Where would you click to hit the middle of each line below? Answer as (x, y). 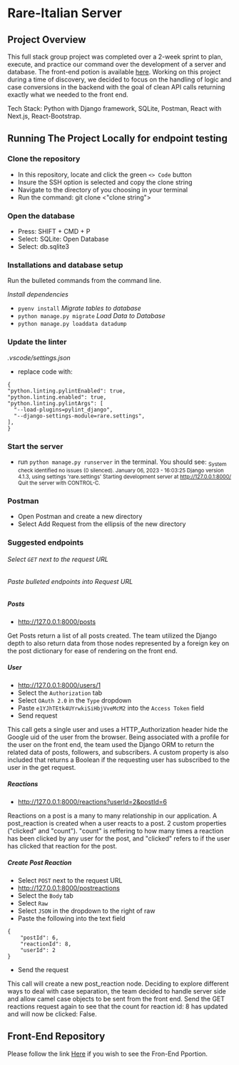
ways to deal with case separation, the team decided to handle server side (117, 991)
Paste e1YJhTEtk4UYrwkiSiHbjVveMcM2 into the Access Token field (111, 708)
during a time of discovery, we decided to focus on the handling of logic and (119, 79)
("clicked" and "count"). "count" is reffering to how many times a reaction (116, 831)
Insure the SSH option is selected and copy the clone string (105, 182)
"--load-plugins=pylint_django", (63, 410)
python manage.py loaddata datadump (72, 324)
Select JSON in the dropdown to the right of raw (86, 911)
